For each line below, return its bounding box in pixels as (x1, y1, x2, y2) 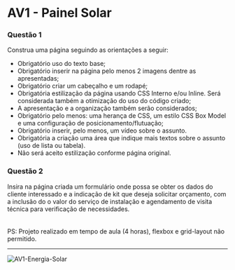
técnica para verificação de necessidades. (7, 205, 130, 213)
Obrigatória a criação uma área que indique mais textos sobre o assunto (17, 134, 226, 142)
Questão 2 (7, 166, 43, 176)
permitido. (7, 234, 37, 243)
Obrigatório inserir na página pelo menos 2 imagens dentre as (17, 67, 197, 75)
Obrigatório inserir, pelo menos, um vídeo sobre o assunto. (17, 126, 187, 135)
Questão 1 (7, 30, 42, 40)
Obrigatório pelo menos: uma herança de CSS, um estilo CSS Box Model (17, 112, 226, 120)
